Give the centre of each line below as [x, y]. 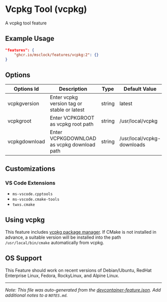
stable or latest [67, 110]
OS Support [24, 258]
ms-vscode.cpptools [33, 194]
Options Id [26, 89]
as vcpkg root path [71, 124]
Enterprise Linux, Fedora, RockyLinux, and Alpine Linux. [62, 276]
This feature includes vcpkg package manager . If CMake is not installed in [81, 232]
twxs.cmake [24, 205]
